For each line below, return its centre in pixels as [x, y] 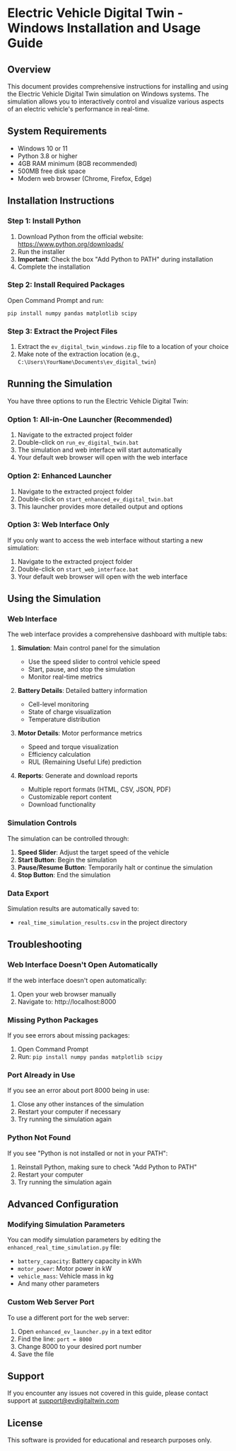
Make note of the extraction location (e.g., [78, 354]
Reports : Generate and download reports [77, 776]
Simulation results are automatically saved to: [73, 908]
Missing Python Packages [53, 1020]
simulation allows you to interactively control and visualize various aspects [116, 101]
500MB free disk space [52, 171]
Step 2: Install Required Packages [66, 285]
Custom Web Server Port [51, 1302]
